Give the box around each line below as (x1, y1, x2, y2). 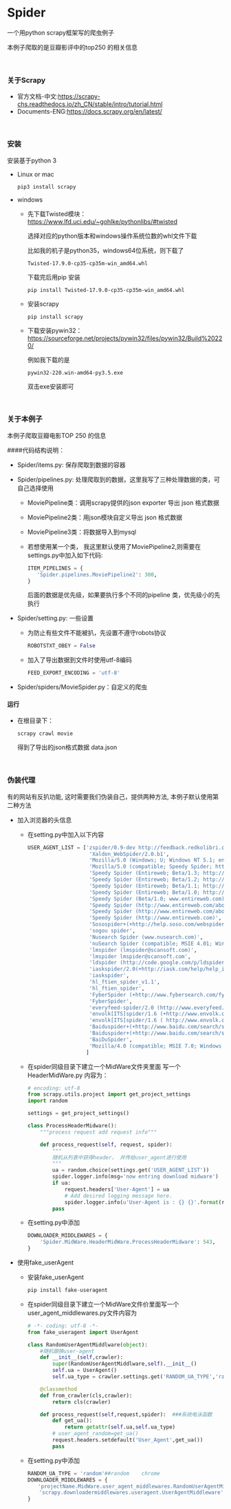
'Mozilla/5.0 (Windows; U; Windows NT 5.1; (89, 857, 216, 864)
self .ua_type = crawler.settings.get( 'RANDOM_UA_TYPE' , (52, 1373, 216, 1380)
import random (27, 1097, 68, 1105)
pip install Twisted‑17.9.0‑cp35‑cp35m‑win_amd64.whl (27, 287, 185, 293)
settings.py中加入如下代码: (27, 551, 103, 559)
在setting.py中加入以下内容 (27, 830, 104, 838)
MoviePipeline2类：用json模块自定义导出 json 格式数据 (27, 513, 183, 521)
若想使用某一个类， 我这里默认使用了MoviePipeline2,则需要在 (27, 542, 201, 550)
